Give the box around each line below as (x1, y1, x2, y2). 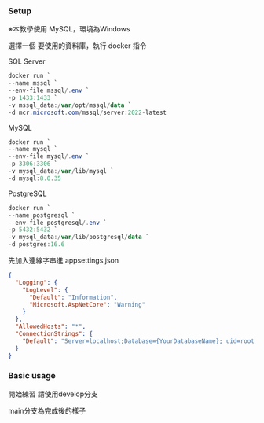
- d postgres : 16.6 (8, 241, 65, 248)
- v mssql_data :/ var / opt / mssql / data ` (8, 101, 132, 109)
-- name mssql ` (8, 79, 58, 87)
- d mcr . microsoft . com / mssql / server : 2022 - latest (8, 109, 167, 116)
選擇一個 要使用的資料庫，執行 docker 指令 (8, 41, 147, 50)
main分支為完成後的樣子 (8, 406, 86, 415)
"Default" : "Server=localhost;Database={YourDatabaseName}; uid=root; (22, 337, 258, 345)
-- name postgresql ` (8, 211, 76, 219)
